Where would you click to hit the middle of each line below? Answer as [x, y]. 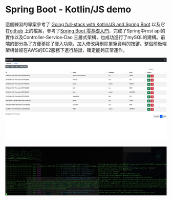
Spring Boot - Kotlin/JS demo [68, 10]
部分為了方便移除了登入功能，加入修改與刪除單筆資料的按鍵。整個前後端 [90, 43]
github [17, 31]
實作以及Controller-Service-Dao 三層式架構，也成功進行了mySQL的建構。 [83, 37]
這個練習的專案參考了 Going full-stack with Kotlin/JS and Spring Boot [78, 24]
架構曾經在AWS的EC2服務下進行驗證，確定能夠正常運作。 [66, 50]
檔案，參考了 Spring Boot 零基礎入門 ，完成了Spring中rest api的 [99, 31]
